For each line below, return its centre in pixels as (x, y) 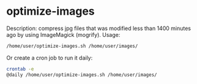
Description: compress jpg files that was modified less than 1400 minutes (99, 28)
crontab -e (20, 69)
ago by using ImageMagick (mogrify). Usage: (63, 34)
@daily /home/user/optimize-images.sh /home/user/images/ (82, 75)
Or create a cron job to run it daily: (50, 58)
